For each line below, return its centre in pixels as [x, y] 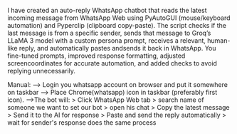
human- [219, 41]
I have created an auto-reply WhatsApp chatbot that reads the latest [107, 10]
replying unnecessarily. [42, 71]
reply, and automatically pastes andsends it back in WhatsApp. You [117, 48]
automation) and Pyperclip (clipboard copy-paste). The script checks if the [117, 25]
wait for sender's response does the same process [82, 123]
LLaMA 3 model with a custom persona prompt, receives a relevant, [107, 41]
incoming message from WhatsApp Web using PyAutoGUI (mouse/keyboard [119, 18]
